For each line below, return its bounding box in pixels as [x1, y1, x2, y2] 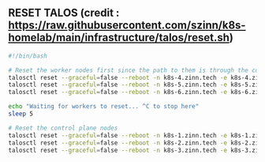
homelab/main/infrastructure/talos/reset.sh [8, 31, 230, 44]
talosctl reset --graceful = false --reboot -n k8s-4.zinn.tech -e [8, 73, 227, 81]
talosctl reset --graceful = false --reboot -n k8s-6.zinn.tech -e [8, 89, 227, 96]
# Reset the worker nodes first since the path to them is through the [8, 66, 248, 74]
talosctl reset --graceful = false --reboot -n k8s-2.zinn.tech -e [8, 138, 227, 147]
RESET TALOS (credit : [8, 6, 120, 20]
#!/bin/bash [8, 51, 47, 60]
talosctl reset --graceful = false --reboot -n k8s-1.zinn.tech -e [8, 131, 227, 139]
